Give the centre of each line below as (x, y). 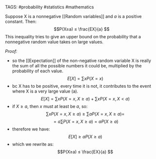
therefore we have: (31, 129)
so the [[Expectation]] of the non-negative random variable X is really (82, 61)
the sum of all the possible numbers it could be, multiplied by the (77, 66)
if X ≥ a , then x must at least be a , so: (50, 106)
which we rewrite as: (33, 144)
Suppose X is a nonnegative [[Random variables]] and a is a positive (73, 16)
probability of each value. (38, 71)
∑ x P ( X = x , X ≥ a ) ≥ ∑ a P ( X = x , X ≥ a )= (85, 114)
